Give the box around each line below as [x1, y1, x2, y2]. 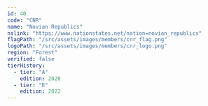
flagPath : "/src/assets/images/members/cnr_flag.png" [7, 36, 168, 43]
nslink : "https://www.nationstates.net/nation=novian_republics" [7, 29, 202, 37]
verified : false [7, 56, 55, 63]
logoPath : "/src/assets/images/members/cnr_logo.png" [7, 43, 168, 50]
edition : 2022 [20, 88, 61, 95]
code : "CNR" [7, 17, 42, 24]
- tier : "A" [13, 68, 49, 75]
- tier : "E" [13, 82, 49, 89]
